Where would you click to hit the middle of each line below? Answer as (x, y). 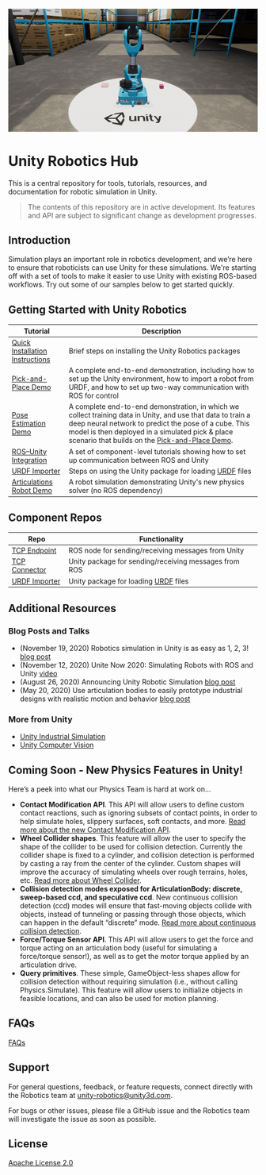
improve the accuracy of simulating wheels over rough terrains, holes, (133, 872)
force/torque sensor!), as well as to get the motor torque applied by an (134, 956)
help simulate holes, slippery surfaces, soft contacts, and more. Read (133, 821)
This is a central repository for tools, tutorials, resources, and (108, 183)
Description (162, 331)
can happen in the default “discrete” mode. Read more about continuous (138, 923)
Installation (29, 351)
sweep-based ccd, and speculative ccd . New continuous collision (129, 897)
